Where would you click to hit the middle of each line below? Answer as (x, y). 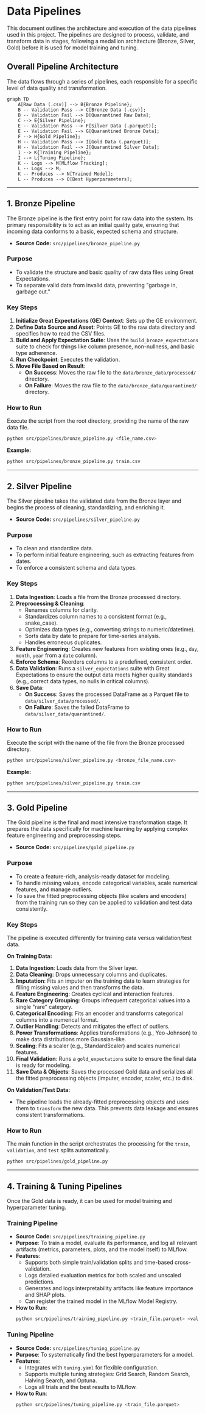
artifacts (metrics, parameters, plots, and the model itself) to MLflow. (102, 1249)
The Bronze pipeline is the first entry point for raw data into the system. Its (100, 218)
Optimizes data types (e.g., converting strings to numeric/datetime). (110, 629)
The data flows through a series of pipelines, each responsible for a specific (102, 81)
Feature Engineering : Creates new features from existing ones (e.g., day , (107, 648)
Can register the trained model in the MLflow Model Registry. (101, 1301)
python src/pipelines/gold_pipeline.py (57, 1161)
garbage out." (33, 292)
